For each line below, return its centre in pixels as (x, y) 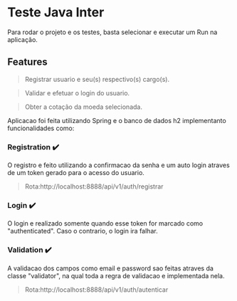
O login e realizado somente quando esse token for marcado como (105, 223)
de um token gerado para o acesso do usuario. (76, 173)
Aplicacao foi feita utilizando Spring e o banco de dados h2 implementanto (117, 120)
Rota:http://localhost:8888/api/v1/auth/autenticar (96, 290)
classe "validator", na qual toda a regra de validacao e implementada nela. (116, 275)
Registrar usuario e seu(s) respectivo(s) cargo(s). (97, 79)
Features (27, 62)
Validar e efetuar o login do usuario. (77, 93)
